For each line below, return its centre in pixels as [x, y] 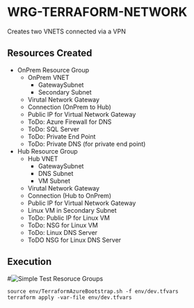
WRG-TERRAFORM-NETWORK [97, 12]
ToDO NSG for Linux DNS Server [74, 240]
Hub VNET [43, 159]
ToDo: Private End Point [62, 136]
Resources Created [50, 53]
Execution [30, 262]
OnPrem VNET [48, 77]
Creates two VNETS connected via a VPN [67, 31]
